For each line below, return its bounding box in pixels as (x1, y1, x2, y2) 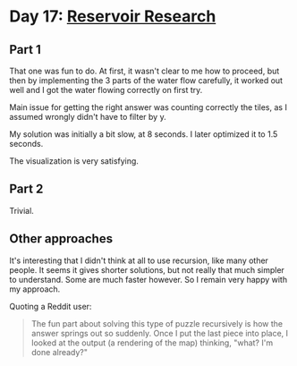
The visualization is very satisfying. (9, 156, 139, 166)
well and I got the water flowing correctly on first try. (9, 85, 203, 95)
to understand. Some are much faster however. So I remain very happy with (9, 274, 288, 285)
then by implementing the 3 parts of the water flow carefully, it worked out (9, 75, 284, 86)
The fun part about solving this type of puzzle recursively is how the (30, 318, 284, 328)
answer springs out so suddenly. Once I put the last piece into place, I (30, 328, 289, 338)
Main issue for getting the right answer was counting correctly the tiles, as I (9, 102, 288, 113)
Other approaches (9, 231, 114, 247)
